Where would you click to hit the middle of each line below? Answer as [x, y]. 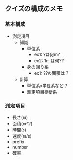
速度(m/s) [22, 136]
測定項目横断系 [42, 92]
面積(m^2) [22, 123]
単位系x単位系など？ [48, 85]
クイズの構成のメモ [34, 9]
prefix [18, 141]
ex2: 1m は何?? [49, 60]
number [20, 147]
